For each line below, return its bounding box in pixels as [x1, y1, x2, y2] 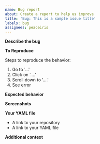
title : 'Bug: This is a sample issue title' [5, 16, 96, 21]
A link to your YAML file [12, 125, 59, 131]
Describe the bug [5, 38, 41, 44]
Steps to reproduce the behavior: [5, 57, 71, 63]
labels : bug [5, 20, 29, 26]
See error [12, 82, 31, 88]
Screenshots [5, 101, 31, 107]
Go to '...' [12, 66, 30, 73]
